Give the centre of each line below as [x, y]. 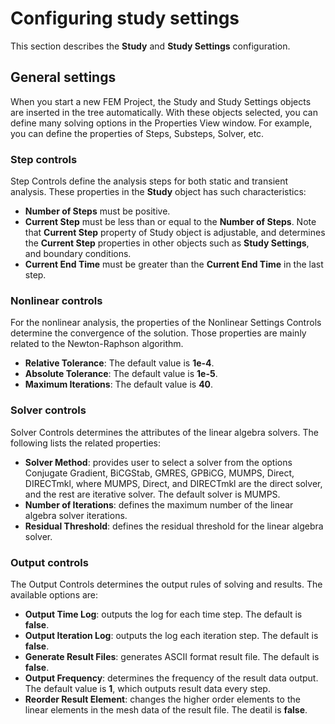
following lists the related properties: [85, 443]
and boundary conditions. [78, 254]
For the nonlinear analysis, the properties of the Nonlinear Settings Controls [166, 323]
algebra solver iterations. [76, 515]
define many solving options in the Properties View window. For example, [161, 123]
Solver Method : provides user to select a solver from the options [158, 462]
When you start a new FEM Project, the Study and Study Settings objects [161, 101]
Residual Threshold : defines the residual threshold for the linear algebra [174, 526]
